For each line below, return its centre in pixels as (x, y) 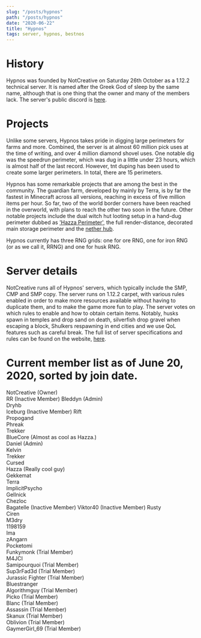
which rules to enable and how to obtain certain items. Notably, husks (92, 313)
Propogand (20, 418)
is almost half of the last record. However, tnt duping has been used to (93, 166)
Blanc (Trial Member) (32, 603)
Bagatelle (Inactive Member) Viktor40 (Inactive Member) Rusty (84, 507)
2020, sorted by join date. (72, 376)
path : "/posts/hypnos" (34, 17)
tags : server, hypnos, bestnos (45, 34)
